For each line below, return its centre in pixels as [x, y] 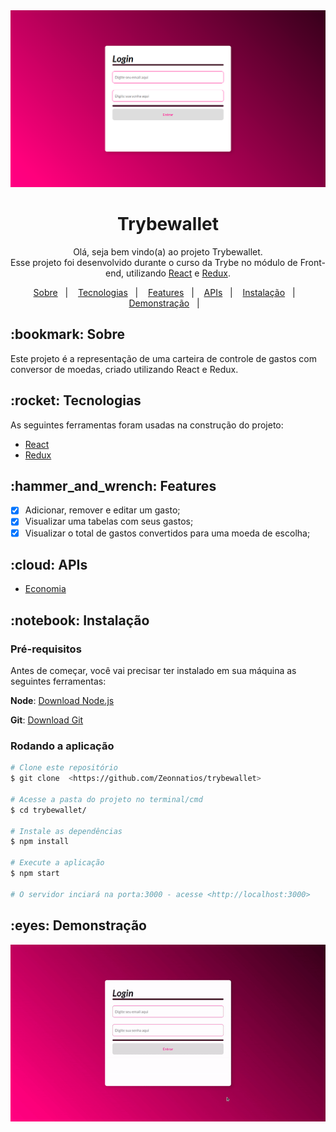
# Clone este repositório [64, 768]
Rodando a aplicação [62, 746]
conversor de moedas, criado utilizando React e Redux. [124, 369]
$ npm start [35, 874]
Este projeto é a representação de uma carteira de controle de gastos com [163, 358]
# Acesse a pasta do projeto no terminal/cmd [106, 799]
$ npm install [40, 842]
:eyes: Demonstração [78, 925]
